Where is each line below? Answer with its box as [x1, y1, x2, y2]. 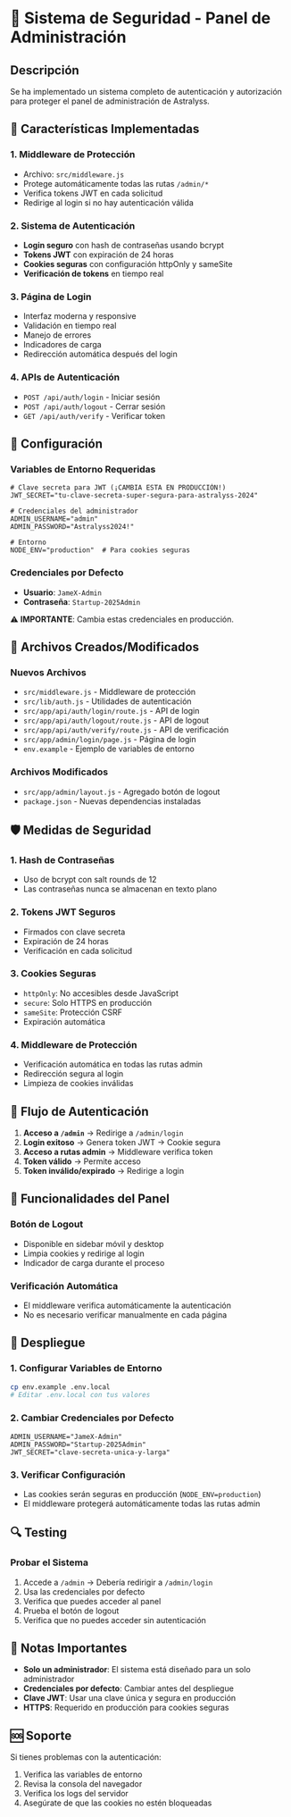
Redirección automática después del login [22, 348, 178, 360]
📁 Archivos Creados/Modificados [10, 639, 200, 655]
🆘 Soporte [10, 1728, 72, 1743]
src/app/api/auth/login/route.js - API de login [22, 706, 200, 716]
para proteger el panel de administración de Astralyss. [10, 96, 211, 106]
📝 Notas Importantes [10, 1641, 128, 1656]
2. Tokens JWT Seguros [10, 906, 116, 918]
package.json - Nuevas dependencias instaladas [22, 795, 202, 807]
